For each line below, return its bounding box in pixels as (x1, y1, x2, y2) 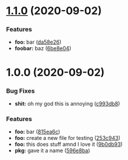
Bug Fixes (6, 87, 35, 95)
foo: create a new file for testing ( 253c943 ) (14, 135, 121, 142)
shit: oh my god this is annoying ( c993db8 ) (14, 100, 120, 107)
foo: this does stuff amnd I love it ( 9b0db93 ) (14, 141, 123, 148)
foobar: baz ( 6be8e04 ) (14, 45, 72, 52)
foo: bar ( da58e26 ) (14, 38, 62, 45)
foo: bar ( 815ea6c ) (14, 128, 61, 135)
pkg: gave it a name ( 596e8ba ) (14, 147, 90, 154)
